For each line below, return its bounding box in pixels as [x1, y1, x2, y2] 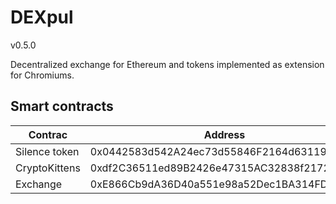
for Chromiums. [10, 69, 75, 81]
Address [203, 127, 246, 141]
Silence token [15, 144, 80, 158]
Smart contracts [10, 98, 114, 115]
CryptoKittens [15, 161, 81, 175]
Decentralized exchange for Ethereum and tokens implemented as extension [10, 58, 325, 70]
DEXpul [10, 6, 74, 29]
